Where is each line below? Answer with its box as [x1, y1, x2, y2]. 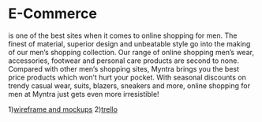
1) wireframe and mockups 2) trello [8, 104, 118, 114]
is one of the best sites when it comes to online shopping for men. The [8, 31, 238, 40]
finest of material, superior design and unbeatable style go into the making [8, 39, 251, 48]
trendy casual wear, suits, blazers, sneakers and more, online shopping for [8, 80, 251, 91]
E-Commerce [8, 5, 97, 23]
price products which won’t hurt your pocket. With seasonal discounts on [8, 72, 246, 82]
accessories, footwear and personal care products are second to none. [8, 56, 239, 65]
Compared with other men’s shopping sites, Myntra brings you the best [8, 64, 239, 73]
